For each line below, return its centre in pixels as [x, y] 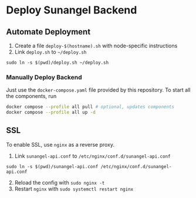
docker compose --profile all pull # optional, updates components [90, 107]
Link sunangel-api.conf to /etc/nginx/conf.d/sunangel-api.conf [92, 156]
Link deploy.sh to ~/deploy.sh [50, 52]
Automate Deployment [48, 32]
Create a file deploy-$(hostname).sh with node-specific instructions [96, 46]
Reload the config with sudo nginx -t [60, 182]
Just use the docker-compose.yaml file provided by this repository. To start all [98, 90]
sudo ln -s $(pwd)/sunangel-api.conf [52, 166]
